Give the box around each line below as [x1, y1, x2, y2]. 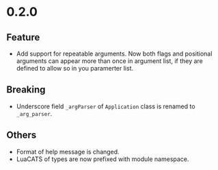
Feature [6, 32, 40, 43]
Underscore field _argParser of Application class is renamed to [16, 102, 195, 110]
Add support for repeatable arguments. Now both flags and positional [16, 49, 213, 58]
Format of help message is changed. [16, 147, 120, 156]
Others [6, 130, 37, 141]
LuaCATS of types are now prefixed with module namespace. [16, 155, 189, 163]
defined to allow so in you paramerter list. [16, 64, 134, 72]
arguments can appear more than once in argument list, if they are [16, 57, 203, 65]
